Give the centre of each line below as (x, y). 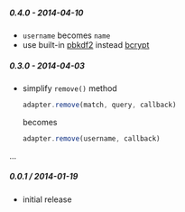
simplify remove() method (69, 88)
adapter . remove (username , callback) (91, 138)
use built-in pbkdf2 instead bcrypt (86, 44)
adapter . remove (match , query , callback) (99, 105)
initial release (47, 199)
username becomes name (66, 35)
